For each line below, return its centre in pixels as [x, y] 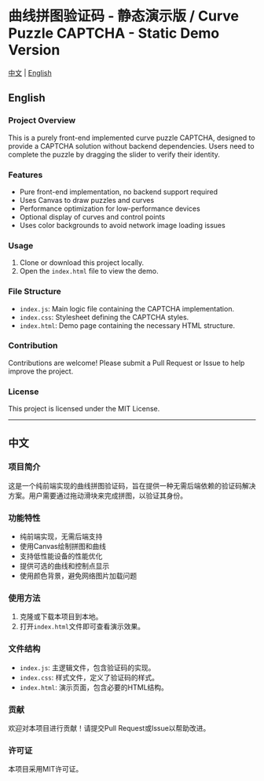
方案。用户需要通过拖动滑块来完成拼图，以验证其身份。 [97, 495]
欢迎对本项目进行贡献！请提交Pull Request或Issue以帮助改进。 [109, 728]
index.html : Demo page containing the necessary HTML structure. [127, 325]
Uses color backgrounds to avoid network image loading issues [122, 225]
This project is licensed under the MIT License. [84, 409]
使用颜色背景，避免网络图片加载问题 [78, 576]
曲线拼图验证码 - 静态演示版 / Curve [124, 16]
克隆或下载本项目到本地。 [61, 617]
